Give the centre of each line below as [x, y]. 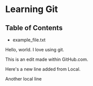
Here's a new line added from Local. [43, 69]
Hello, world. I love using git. [35, 50]
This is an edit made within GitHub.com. [47, 59]
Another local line [24, 79]
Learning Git [32, 9]
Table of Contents [34, 28]
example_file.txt [29, 40]
